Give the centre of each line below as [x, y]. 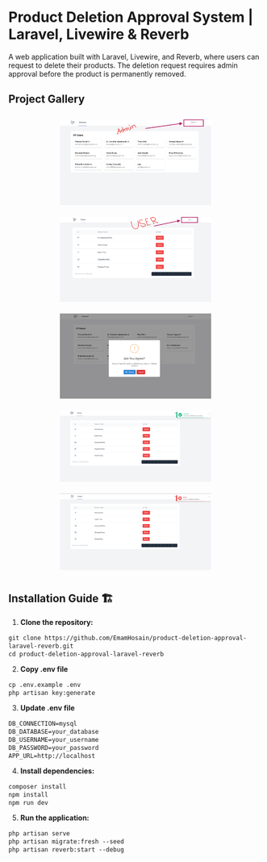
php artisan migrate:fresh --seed [67, 841]
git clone [25, 638]
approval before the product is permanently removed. [98, 73]
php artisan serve [39, 833]
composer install [38, 786]
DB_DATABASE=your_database [54, 731]
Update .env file [47, 708]
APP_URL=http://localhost [52, 756]
